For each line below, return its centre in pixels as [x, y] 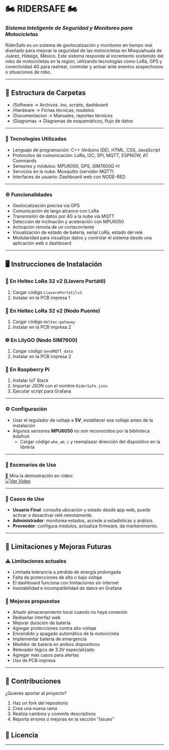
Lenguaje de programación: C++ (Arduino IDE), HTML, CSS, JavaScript [86, 150]
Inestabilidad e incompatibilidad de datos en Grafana [67, 588]
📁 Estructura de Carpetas [46, 93]
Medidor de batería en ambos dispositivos [56, 644]
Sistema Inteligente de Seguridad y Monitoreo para [69, 28]
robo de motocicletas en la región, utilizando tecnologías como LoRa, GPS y [84, 61]
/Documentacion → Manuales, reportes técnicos [63, 116]
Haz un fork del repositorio [40, 703]
